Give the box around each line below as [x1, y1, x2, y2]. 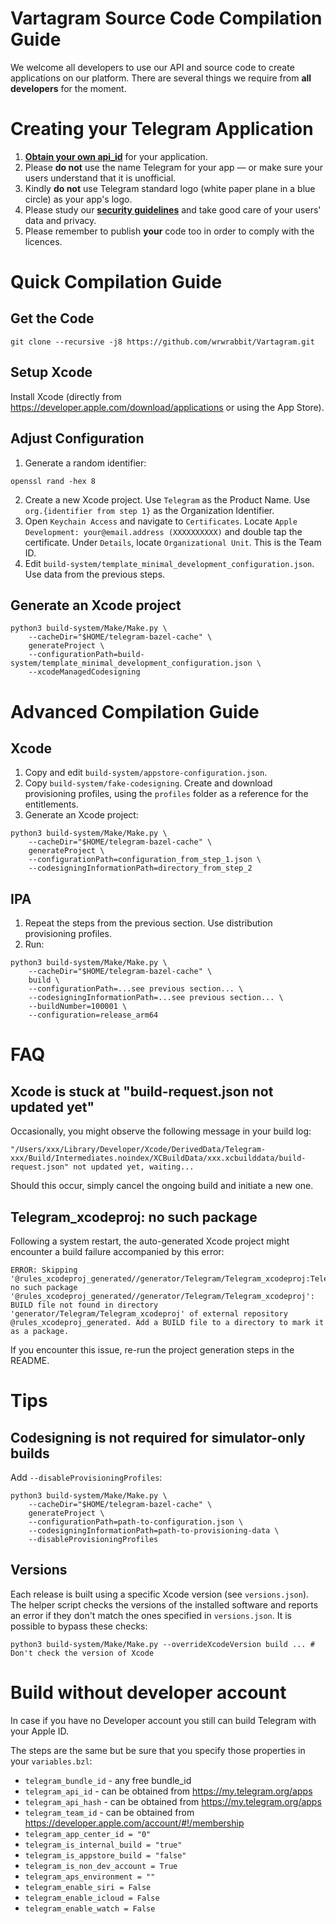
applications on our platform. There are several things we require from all [10, 72, 312, 84]
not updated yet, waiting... [73, 1162, 195, 1172]
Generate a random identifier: [24, 457, 147, 469]
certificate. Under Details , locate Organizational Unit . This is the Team [24, 536, 322, 548]
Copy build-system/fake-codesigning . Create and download [24, 777, 273, 789]
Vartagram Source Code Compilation [10, 7, 323, 30]
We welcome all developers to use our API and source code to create [10, 61, 295, 73]
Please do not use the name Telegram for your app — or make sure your [24, 161, 323, 173]
